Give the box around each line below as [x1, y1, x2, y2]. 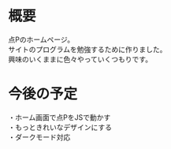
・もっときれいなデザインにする [8, 122, 113, 132]
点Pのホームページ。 [8, 35, 75, 44]
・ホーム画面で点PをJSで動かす [8, 112, 111, 122]
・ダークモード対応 [8, 132, 71, 142]
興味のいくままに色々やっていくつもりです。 [8, 54, 152, 64]
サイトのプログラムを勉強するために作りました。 [8, 44, 167, 54]
